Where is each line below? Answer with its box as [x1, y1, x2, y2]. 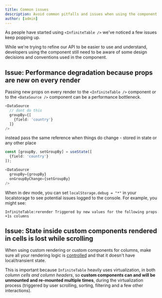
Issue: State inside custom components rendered [5, 227, 157, 235]
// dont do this [9, 108, 42, 113]
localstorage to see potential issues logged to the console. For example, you [5, 195, 158, 201]
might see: [5, 200, 26, 206]
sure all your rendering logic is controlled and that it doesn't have [5, 252, 135, 258]
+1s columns [5, 213, 29, 219]
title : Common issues [5, 7, 49, 12]
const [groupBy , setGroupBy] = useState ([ [5, 149, 92, 155]
